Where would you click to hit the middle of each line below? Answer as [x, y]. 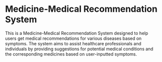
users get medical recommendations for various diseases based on [73, 38]
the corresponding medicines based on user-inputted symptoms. [71, 54]
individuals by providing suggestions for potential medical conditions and [79, 49]
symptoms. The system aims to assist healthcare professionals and [73, 43]
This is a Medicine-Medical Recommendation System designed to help [77, 33]
